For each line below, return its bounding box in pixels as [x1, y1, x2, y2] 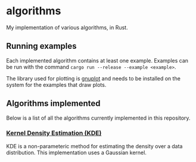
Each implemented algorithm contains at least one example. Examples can [6, 57, 189, 64]
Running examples [6, 41, 77, 51]
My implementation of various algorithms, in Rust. [6, 24, 128, 31]
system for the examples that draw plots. [6, 81, 107, 88]
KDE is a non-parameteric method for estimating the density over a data [6, 142, 183, 149]
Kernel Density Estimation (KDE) [6, 129, 102, 138]
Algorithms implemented [6, 98, 101, 108]
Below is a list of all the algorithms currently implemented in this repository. [6, 114, 191, 121]
